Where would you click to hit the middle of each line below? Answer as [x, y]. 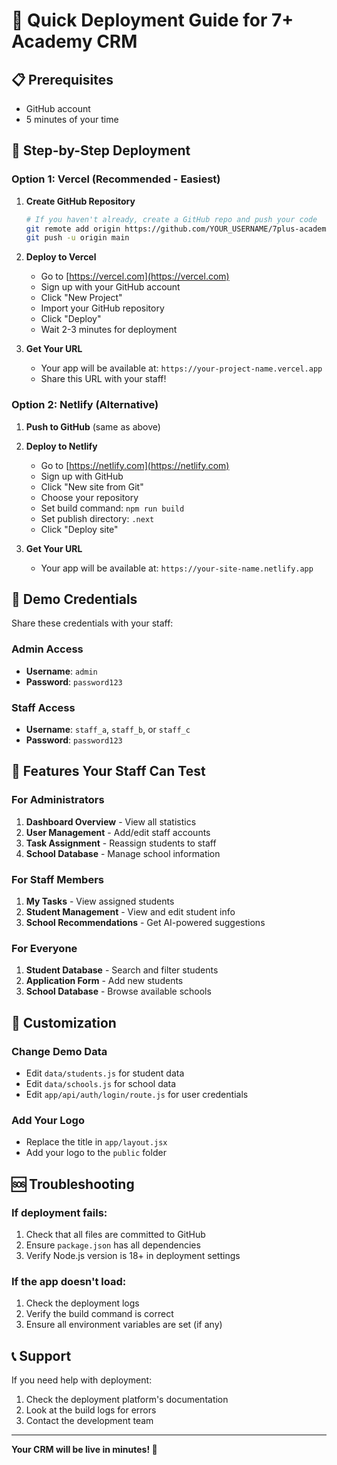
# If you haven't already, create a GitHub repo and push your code [171, 219]
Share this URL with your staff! [103, 379]
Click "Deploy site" [79, 529]
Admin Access [47, 649]
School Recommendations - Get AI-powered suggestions [145, 922]
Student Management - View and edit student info [130, 912]
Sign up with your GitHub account [110, 287]
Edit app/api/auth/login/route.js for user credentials [137, 1094]
